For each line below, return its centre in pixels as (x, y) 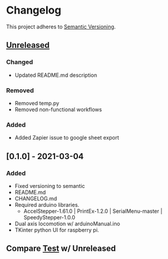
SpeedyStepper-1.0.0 (49, 217)
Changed (20, 62)
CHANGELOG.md (36, 198)
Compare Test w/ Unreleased (61, 249)
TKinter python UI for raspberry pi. (57, 230)
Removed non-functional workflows (58, 109)
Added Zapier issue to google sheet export (67, 138)
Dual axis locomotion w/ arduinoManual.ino (67, 224)
